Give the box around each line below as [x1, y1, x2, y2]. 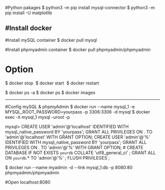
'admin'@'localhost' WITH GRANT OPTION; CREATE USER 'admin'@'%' [5, 134, 151, 140]
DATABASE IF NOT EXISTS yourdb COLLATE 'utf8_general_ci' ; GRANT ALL [5, 150, 156, 156]
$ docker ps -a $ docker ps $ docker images [5, 89, 96, 95]
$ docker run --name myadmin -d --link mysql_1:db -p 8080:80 [5, 164, 133, 170]
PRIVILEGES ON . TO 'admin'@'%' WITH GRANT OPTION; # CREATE [5, 144, 143, 150]
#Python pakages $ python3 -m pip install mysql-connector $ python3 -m [5, 5, 155, 10]
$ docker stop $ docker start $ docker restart [5, 80, 99, 86]
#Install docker [5, 24, 52, 32]
